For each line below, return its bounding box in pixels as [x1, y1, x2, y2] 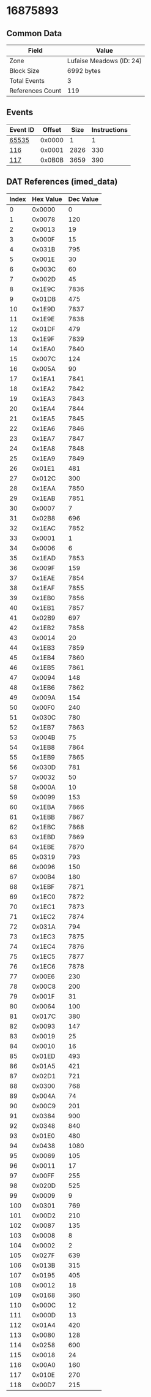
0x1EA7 [32, 434, 56, 443]
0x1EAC [32, 523, 56, 532]
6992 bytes [67, 67, 101, 75]
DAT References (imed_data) [6, 177, 118, 187]
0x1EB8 [32, 743, 55, 752]
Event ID [9, 125, 35, 134]
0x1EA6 [32, 424, 56, 433]
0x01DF [32, 324, 56, 333]
